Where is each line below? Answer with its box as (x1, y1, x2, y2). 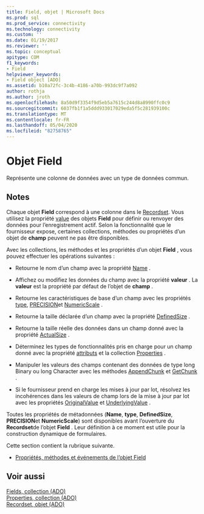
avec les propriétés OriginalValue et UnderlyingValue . (15, 399, 151, 406)
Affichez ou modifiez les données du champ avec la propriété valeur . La (15, 276, 198, 284)
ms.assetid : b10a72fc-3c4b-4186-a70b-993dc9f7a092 (6, 83, 138, 89)
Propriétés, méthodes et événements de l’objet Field (15, 454, 146, 461)
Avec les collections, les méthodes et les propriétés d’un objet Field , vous (6, 246, 193, 253)
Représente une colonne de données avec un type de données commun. (6, 174, 189, 182)
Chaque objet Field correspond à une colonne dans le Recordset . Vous (6, 208, 185, 215)
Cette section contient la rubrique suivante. (6, 441, 114, 449)
